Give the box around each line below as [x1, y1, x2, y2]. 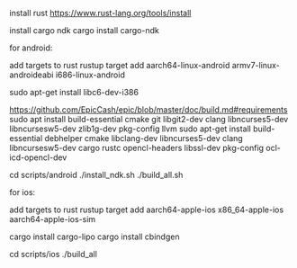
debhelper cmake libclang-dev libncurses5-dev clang [44, 133, 243, 143]
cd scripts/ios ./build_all [9, 249, 97, 259]
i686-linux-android [55, 69, 126, 80]
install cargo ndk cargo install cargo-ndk [9, 25, 159, 35]
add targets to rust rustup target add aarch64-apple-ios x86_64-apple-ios [9, 204, 284, 215]
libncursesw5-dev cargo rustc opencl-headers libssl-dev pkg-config [9, 143, 264, 153]
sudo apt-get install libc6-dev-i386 [9, 87, 139, 97]
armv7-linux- [231, 60, 281, 70]
